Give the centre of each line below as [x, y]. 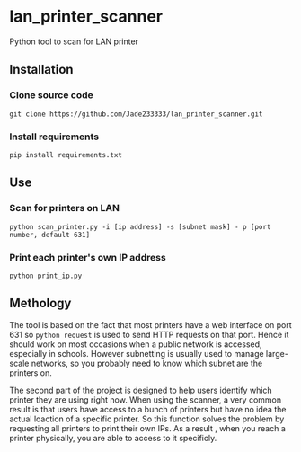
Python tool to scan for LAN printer [74, 41]
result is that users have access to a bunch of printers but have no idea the [148, 409]
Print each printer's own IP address [88, 257]
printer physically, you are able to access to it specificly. [113, 438]
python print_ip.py [46, 276]
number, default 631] [50, 235]
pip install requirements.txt [66, 155]
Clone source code [51, 95]
